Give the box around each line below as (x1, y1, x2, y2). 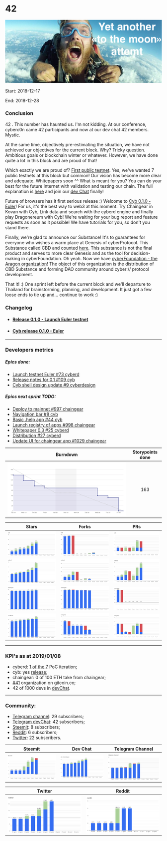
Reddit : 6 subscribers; (12, 730, 58, 736)
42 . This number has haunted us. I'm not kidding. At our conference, (5, 121, 147, 127)
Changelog (5, 304, 32, 311)
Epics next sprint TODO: (5, 394, 56, 400)
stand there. (5, 224, 30, 230)
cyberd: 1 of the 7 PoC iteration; (12, 664, 78, 670)
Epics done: (5, 359, 30, 365)
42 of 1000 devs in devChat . (12, 685, 71, 691)
